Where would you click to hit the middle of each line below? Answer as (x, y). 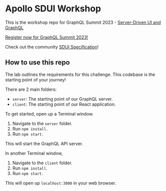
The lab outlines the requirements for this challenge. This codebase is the (80, 74)
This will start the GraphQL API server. (44, 143)
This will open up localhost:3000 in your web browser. (61, 183)
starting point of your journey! (35, 79)
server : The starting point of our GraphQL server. (62, 99)
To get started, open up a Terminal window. (50, 114)
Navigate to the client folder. (42, 163)
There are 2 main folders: (31, 89)
